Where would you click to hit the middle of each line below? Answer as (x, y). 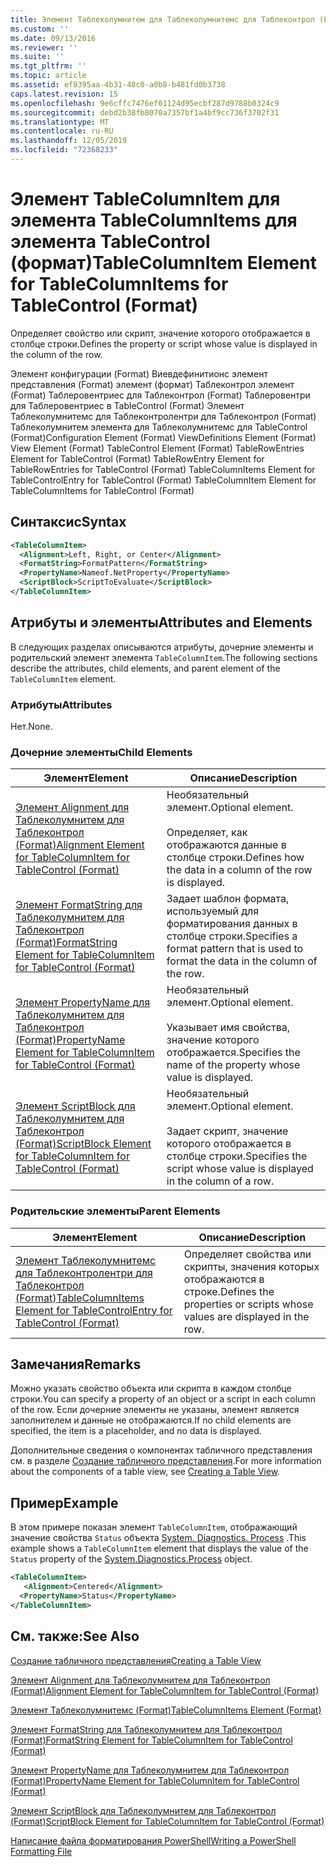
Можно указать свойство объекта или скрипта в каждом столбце (151, 1388)
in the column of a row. (220, 1181)
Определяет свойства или (247, 1254)
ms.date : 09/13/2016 (53, 38)
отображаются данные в (226, 845)
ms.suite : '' (37, 57)
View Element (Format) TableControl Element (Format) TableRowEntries (157, 448)
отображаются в (224, 1279)
